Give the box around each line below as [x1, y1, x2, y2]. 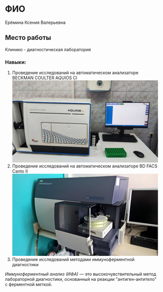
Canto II [12, 168, 28, 174]
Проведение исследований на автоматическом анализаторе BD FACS [12, 163, 158, 169]
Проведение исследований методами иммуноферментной [12, 256, 135, 262]
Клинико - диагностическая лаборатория [5, 46, 91, 52]
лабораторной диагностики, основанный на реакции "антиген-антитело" [5, 276, 157, 282]
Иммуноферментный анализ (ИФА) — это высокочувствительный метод [5, 271, 156, 277]
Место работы [5, 34, 51, 42]
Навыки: [5, 58, 27, 65]
